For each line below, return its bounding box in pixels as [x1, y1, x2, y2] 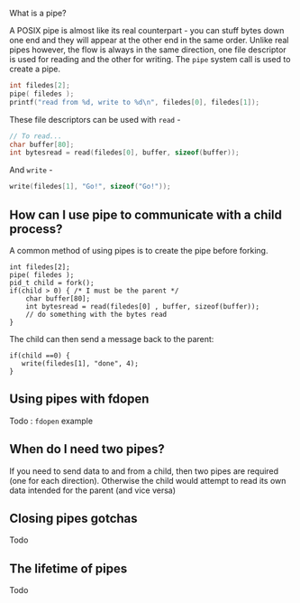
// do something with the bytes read [25, 310, 168, 319]
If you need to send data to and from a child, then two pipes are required [9, 465, 279, 477]
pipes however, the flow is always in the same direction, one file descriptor [9, 44, 286, 55]
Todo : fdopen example [9, 415, 93, 426]
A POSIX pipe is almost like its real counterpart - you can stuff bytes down [9, 25, 285, 35]
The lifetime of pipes [9, 561, 128, 576]
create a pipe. [9, 63, 61, 74]
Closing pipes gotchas [9, 510, 138, 526]
